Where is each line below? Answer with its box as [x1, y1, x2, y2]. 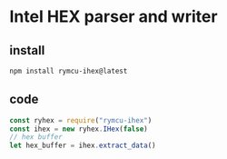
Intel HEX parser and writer [9, 6, 218, 27]
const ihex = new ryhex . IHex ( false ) [9, 124, 148, 134]
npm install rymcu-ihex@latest [9, 66, 128, 75]
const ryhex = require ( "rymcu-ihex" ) [9, 115, 153, 124]
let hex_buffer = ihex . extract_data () [9, 141, 156, 151]
